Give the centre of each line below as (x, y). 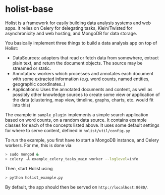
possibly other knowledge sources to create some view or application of (86, 95)
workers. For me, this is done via (38, 145)
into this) (21, 105)
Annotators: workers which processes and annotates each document (83, 73)
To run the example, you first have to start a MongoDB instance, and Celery (82, 140)
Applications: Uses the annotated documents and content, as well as (82, 89)
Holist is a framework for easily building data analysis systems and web (78, 23)
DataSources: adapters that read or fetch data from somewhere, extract (85, 57)
